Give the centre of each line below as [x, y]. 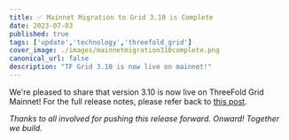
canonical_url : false [49, 58]
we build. [26, 128]
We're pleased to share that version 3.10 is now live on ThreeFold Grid [137, 92]
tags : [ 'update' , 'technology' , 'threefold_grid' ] [101, 42]
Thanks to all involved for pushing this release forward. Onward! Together [144, 118]
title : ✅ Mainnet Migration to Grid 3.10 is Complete [112, 17]
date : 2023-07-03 [41, 26]
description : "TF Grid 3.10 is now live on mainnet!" [111, 67]
